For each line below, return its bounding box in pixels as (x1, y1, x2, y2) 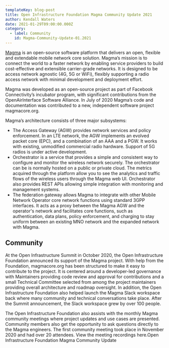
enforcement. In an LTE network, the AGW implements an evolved (12, 133, 150, 139)
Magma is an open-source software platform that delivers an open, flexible (5, 49, 160, 56)
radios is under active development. (12, 149, 87, 155)
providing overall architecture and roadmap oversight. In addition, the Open (5, 284, 161, 290)
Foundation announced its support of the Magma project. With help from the (5, 257, 164, 264)
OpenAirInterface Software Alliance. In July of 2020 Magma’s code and (5, 97, 154, 103)
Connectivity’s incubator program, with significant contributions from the (5, 92, 156, 98)
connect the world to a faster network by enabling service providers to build (5, 60, 163, 66)
